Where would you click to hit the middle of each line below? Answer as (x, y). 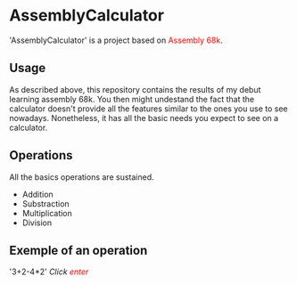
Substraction (45, 203)
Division (37, 223)
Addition (37, 194)
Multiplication (47, 213)
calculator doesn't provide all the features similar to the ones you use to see (148, 109)
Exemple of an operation (78, 250)
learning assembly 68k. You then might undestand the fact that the (132, 99)
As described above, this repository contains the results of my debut (135, 89)
